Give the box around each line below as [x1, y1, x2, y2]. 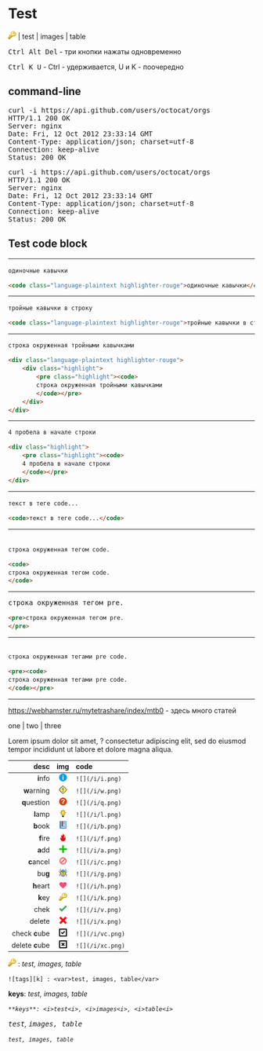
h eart [32, 881, 50, 890]
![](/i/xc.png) [75, 942, 125, 950]
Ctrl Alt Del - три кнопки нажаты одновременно [8, 46, 182, 56]
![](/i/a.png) [75, 846, 122, 855]
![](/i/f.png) [75, 834, 122, 843]
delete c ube [11, 940, 50, 950]
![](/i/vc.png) [75, 930, 125, 938]
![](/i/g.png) [75, 870, 122, 878]
